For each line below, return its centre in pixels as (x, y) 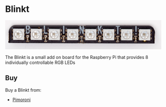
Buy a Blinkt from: (23, 90)
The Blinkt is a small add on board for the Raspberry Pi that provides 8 (77, 57)
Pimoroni (21, 100)
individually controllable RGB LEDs (40, 62)
